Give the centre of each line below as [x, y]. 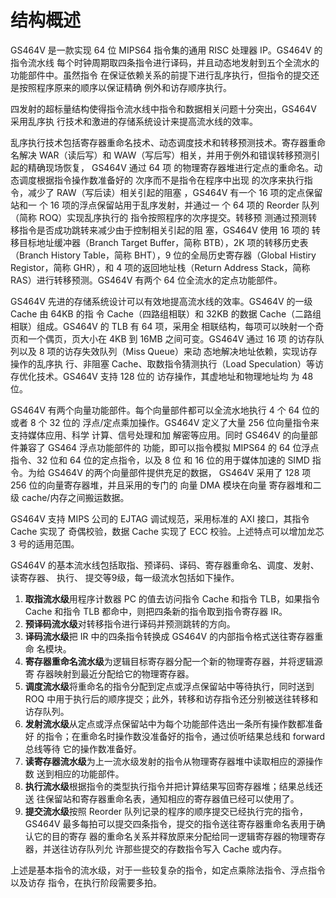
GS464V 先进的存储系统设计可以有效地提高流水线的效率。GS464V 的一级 [161, 301]
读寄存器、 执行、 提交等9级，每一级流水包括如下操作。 [125, 577]
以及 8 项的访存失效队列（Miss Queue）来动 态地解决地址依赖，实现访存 [168, 351]
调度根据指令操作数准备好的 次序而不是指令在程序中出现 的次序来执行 [161, 180]
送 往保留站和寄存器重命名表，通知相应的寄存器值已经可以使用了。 [162, 798]
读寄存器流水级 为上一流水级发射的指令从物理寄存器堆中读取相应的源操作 [173, 761]
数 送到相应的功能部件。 [74, 773]
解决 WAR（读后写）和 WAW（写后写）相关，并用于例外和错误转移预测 [165, 155]
